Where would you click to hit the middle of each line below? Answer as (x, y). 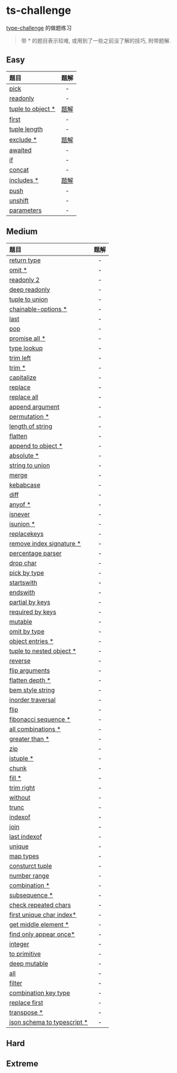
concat (19, 170)
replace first (26, 1003)
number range (29, 875)
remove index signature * (45, 543)
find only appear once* (42, 934)
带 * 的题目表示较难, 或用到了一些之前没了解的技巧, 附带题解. (96, 40)
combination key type (40, 992)
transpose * (26, 1012)
